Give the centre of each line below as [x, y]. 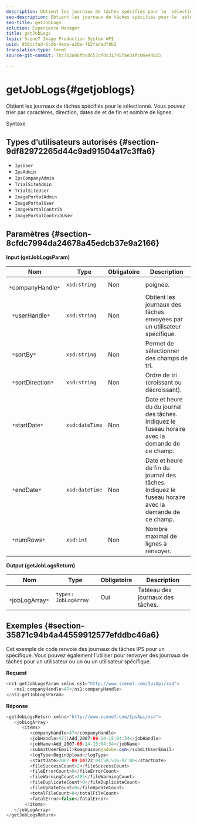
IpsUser [24, 166]
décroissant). [164, 390]
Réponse [17, 706]
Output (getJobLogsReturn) [40, 566]
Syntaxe [16, 124]
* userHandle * [31, 315]
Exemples [24, 625]
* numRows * [29, 540]
